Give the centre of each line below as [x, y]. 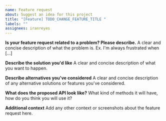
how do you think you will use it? [39, 98]
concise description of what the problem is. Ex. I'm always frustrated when [82, 48]
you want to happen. [26, 68]
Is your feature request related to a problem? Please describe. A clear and [83, 42]
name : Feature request [29, 10]
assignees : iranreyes [28, 28]
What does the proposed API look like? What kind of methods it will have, [82, 93]
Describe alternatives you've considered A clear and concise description [82, 78]
